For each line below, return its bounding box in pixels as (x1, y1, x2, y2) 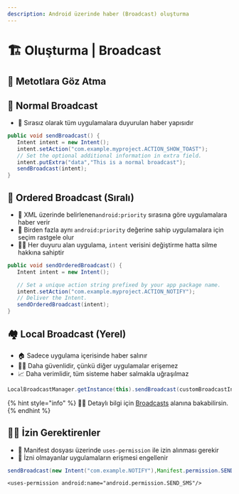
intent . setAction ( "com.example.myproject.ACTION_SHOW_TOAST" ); (16, 145, 208, 153)
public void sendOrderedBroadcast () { (7, 262, 122, 269)
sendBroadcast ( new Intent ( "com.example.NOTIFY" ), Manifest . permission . (7, 467, 221, 474)
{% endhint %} (7, 406, 51, 414)
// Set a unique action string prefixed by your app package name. (16, 281, 221, 289)
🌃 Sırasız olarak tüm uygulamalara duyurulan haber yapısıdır (17, 119, 194, 127)
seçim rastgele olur (17, 232, 75, 242)
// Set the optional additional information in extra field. (16, 152, 202, 159)
